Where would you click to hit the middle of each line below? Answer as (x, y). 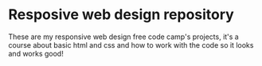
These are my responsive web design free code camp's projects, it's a (123, 37)
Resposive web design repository (121, 15)
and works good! (36, 53)
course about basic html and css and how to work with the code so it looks (131, 45)
